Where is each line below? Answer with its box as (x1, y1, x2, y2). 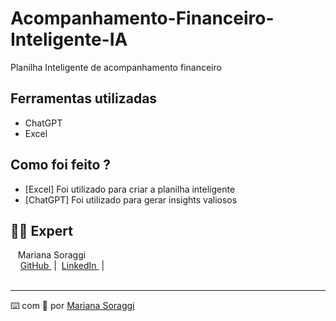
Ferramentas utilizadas (10, 90, 158, 107)
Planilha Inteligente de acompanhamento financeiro (10, 61, 222, 73)
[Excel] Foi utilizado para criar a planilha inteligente (24, 183, 236, 195)
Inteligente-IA (10, 28, 128, 51)
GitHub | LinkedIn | (19, 260, 105, 272)
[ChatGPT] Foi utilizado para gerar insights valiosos (24, 193, 238, 206)
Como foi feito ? (10, 157, 112, 174)
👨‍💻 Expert (10, 222, 73, 239)
